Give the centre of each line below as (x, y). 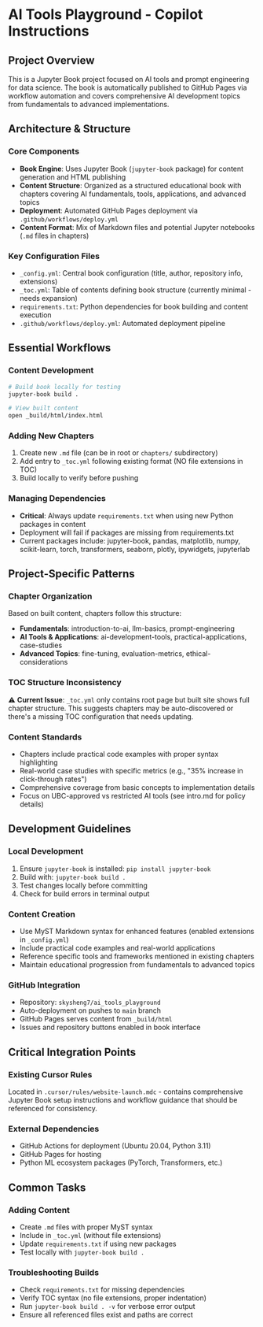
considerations (44, 662)
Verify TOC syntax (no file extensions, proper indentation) (113, 1298)
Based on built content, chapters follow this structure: (95, 613)
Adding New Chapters (51, 436)
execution (36, 315)
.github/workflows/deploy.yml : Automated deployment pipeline (122, 323)
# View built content (44, 408)
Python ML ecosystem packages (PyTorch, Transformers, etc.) (121, 1162)
